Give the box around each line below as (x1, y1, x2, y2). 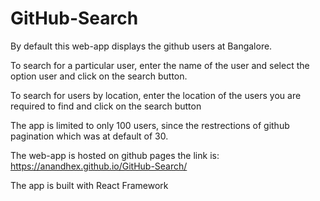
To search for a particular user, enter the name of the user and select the (10, 59, 310, 71)
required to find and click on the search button (10, 100, 202, 112)
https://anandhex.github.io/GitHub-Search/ (10, 160, 188, 172)
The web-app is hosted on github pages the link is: (10, 149, 220, 161)
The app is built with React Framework (10, 179, 169, 191)
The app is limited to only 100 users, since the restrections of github (10, 119, 290, 131)
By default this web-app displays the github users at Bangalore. (10, 40, 273, 52)
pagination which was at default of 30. (10, 130, 169, 142)
